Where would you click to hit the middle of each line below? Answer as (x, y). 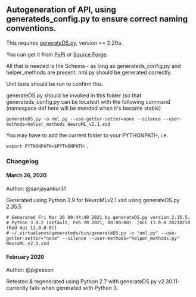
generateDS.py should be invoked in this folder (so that (74, 95)
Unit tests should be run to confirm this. (55, 83)
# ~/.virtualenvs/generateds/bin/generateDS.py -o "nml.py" (83, 233)
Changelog (22, 161)
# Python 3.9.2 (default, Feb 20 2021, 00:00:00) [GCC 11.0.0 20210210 (98, 222)
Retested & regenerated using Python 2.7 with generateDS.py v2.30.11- (93, 281)
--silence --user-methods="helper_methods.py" (121, 238)
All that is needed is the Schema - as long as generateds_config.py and (94, 66)
